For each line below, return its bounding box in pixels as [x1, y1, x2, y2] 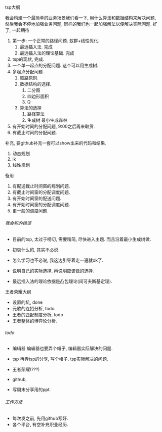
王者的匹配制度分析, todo [12, 312, 63, 318]
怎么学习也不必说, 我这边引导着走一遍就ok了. [12, 257, 104, 263]
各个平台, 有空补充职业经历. [12, 421, 68, 427]
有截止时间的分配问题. [12, 130, 57, 135]
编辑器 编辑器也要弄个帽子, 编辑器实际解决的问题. [12, 345, 113, 351]
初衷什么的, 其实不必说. [12, 247, 60, 253]
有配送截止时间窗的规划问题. [12, 183, 70, 189]
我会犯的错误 [5, 220, 31, 226]
